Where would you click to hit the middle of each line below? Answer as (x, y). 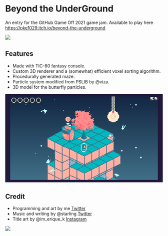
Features (19, 54)
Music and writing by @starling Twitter (52, 214)
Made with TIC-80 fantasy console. (49, 66)
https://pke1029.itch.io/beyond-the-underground (55, 27)
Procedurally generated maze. (43, 76)
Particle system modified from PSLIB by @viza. (61, 82)
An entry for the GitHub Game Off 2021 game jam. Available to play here (79, 22)
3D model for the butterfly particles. (49, 87)
